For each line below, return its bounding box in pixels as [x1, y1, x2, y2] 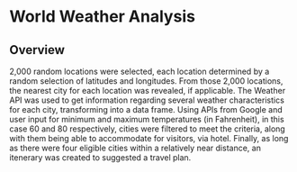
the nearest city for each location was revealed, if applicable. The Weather [9, 86, 286, 95]
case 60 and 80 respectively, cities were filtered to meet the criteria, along [9, 123, 285, 134]
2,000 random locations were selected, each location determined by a [9, 66, 270, 77]
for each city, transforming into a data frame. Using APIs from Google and [9, 104, 283, 114]
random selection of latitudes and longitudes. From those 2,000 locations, [9, 76, 283, 86]
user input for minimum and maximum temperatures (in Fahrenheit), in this [9, 114, 285, 124]
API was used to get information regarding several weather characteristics [9, 95, 285, 105]
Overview [9, 42, 66, 58]
